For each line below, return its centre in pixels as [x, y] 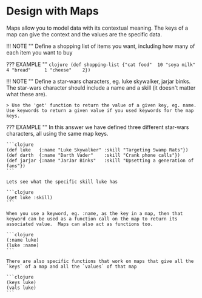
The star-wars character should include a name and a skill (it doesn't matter [101, 88]
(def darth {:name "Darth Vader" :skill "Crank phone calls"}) [93, 155]
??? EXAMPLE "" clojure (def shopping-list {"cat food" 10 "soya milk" [101, 64]
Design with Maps [52, 11]
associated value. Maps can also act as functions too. [80, 224]
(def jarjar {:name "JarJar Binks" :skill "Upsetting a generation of [100, 161]
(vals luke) [21, 288]
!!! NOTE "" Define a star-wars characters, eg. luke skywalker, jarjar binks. [99, 81]
